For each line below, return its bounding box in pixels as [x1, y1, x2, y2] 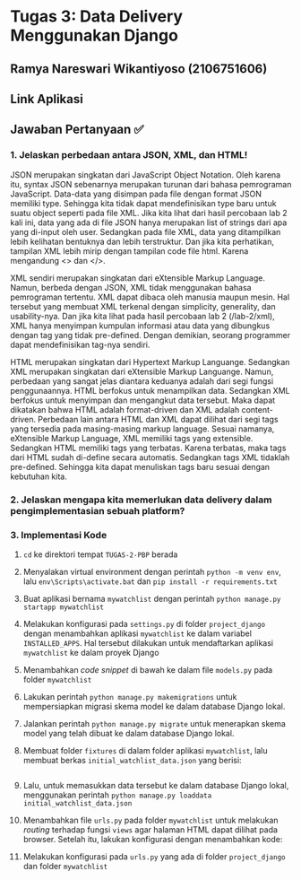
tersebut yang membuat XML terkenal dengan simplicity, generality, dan [10, 301, 276, 311]
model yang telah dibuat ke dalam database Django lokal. [22, 728, 235, 738]
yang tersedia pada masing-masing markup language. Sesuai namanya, [10, 423, 275, 434]
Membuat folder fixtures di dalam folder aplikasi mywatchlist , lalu [22, 745, 268, 755]
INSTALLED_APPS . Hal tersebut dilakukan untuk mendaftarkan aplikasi [22, 637, 274, 648]
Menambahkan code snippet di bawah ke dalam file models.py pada [22, 664, 273, 675]
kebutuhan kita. [10, 471, 68, 482]
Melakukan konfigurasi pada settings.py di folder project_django [22, 618, 266, 629]
